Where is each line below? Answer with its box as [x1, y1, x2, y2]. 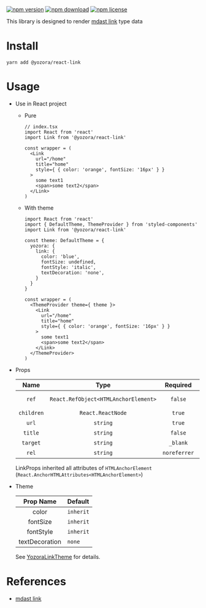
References [6, 575, 66, 588]
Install [6, 39, 39, 53]
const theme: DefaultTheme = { [24, 237, 105, 243]
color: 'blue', [40, 253, 80, 260]
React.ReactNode [79, 409, 127, 416]
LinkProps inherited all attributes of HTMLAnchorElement [15, 464, 152, 471]
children [18, 409, 44, 416]
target [21, 439, 41, 446]
